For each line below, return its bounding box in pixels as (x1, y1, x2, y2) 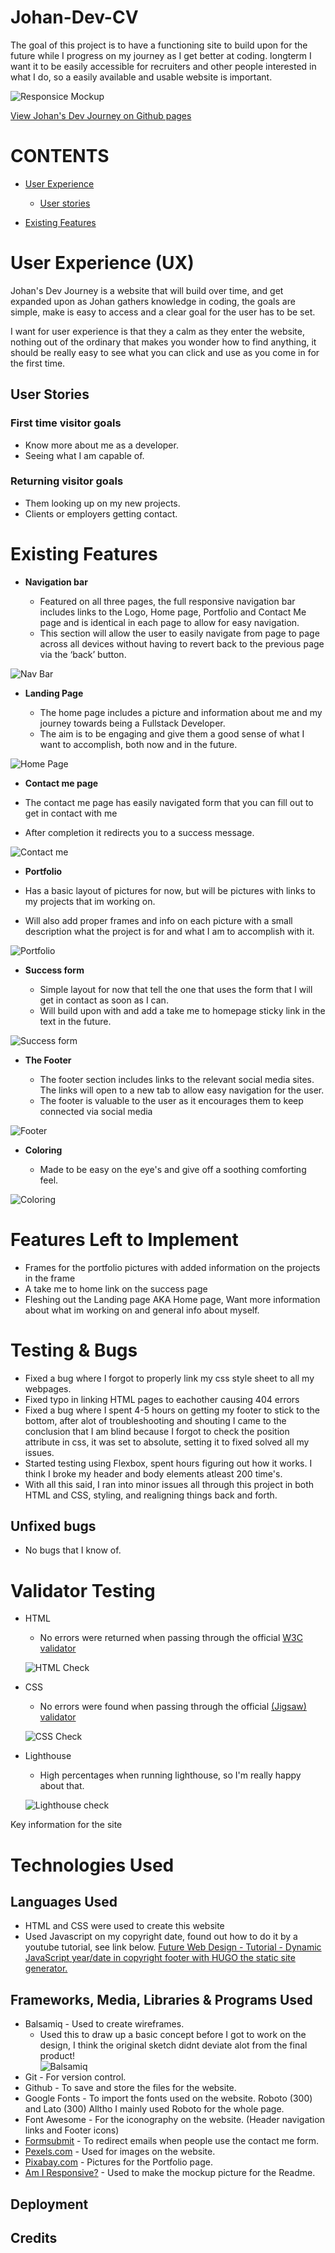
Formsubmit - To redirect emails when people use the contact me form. (24, 2135, 320, 2147)
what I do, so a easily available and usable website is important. (10, 71, 273, 83)
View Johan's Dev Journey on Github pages (10, 109, 192, 121)
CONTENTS (10, 145, 110, 168)
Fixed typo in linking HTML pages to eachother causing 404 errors (24, 1393, 300, 1405)
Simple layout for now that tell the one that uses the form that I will (39, 983, 313, 995)
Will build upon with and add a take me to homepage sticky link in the (39, 1004, 326, 1016)
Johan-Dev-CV (10, 6, 139, 29)
